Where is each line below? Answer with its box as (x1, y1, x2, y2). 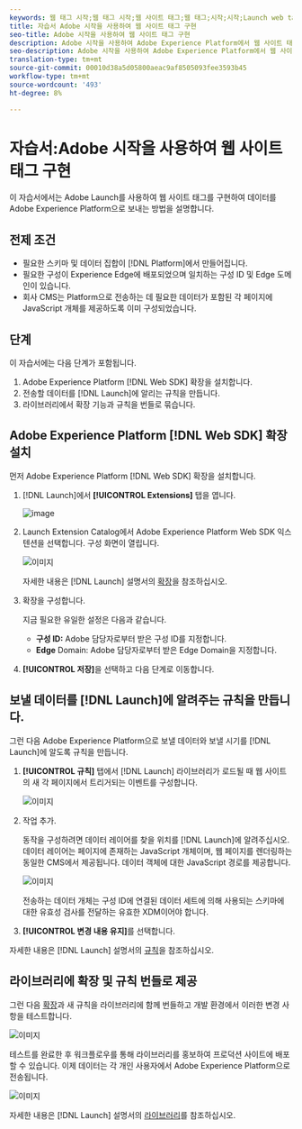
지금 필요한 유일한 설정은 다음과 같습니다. (22, 614, 167, 624)
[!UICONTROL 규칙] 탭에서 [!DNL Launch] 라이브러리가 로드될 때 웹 (22, 765, 263, 776)
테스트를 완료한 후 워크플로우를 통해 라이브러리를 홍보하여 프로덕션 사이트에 (9, 1049, 274, 1060)
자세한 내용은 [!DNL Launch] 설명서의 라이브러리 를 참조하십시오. (9, 1109, 236, 1120)
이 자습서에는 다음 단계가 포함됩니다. (9, 358, 137, 369)
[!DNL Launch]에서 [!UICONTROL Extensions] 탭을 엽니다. (22, 489, 236, 500)
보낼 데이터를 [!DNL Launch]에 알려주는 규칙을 (9, 693, 255, 708)
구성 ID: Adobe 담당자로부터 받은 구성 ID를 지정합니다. (35, 633, 227, 644)
